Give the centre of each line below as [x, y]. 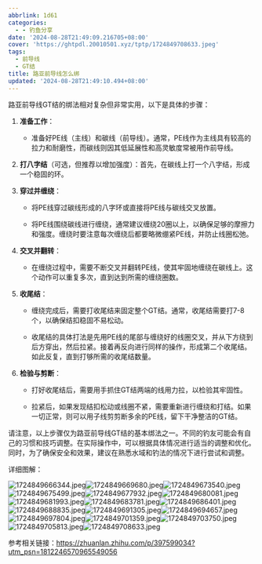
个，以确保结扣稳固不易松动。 [79, 320]
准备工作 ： [37, 121]
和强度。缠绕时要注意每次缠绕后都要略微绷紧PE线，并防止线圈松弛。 [142, 234]
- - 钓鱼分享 [34, 30]
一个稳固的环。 [44, 174]
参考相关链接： [32, 543]
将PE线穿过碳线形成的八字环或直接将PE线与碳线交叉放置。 [126, 207]
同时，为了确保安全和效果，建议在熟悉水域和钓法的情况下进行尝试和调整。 [128, 453]
